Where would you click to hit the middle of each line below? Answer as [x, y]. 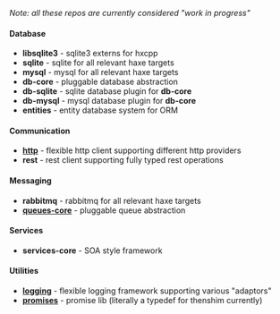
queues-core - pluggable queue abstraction [104, 210]
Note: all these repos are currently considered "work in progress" [130, 13]
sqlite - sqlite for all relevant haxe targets [98, 63]
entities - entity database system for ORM [100, 110]
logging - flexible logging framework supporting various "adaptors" [147, 291]
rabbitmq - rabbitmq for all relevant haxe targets [111, 200]
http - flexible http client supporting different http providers [132, 150]
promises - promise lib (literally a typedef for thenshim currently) [142, 301]
